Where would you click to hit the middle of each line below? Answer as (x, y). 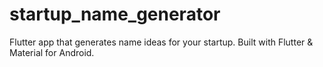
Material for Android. (52, 52)
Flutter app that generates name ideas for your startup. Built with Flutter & (161, 42)
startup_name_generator (115, 14)
